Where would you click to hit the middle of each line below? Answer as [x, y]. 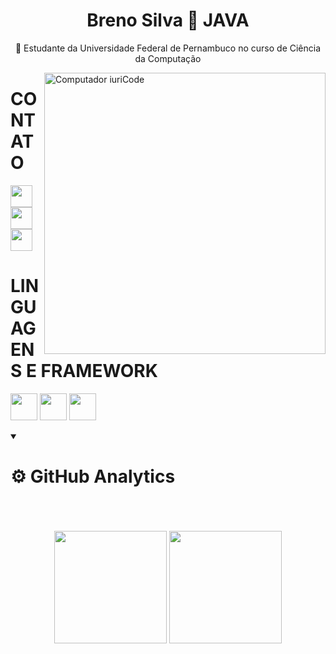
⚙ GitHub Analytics [93, 476]
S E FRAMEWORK [84, 371]
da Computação [168, 58]
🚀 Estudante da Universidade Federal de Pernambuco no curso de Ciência [168, 48]
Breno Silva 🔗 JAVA [168, 20]
